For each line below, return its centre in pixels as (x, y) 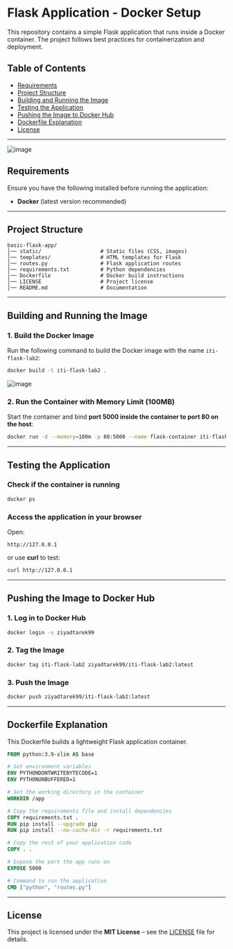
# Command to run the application (57, 881)
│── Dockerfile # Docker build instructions (96, 276)
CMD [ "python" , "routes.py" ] (49, 887)
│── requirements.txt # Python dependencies (87, 270)
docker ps (21, 499)
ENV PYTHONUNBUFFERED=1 (42, 780)
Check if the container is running (63, 485)
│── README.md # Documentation (77, 288)
